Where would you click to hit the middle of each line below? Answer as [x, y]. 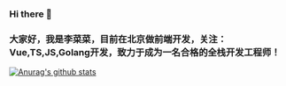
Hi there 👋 [31, 14]
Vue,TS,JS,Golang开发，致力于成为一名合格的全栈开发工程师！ [145, 52]
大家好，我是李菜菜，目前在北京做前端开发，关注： [118, 39]
